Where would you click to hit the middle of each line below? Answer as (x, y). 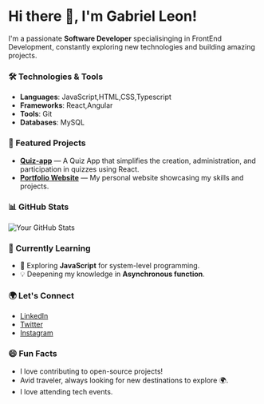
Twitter (32, 325)
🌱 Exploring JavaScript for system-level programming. (110, 266)
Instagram (36, 333)
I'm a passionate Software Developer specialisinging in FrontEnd (115, 38)
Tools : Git (36, 114)
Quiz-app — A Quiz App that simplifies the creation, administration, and (138, 160)
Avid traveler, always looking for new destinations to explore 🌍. (124, 380)
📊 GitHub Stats (39, 207)
